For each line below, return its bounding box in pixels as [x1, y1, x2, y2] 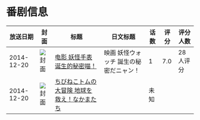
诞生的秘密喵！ [54, 61, 97, 70]
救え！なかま [54, 95, 91, 103]
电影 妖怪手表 [54, 53, 93, 61]
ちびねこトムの [54, 77, 97, 86]
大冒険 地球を [54, 86, 93, 95]
